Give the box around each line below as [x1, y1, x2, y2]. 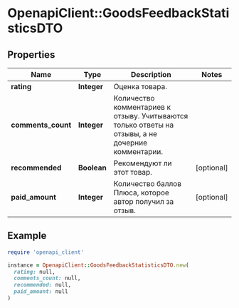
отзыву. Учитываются [113, 111, 188, 120]
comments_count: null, [14, 274, 81, 282]
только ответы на [113, 120, 174, 130]
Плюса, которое [113, 188, 169, 197]
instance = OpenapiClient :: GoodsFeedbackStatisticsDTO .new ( [7, 262, 190, 269]
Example [7, 230, 47, 242]
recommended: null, [14, 282, 72, 289]
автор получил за [113, 197, 174, 206]
